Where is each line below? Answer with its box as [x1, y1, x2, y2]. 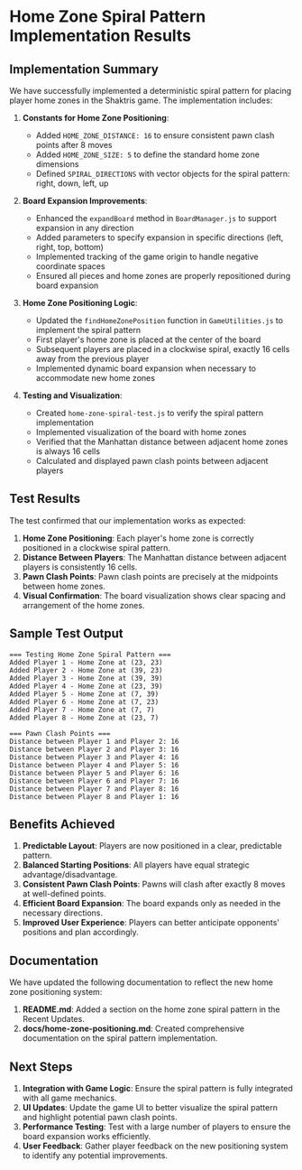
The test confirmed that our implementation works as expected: [9, 515, 246, 525]
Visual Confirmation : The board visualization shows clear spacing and [22, 590, 286, 601]
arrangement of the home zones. [22, 599, 145, 610]
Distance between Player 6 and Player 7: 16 [9, 776, 179, 785]
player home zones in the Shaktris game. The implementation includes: [9, 95, 273, 106]
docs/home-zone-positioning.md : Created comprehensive [22, 1023, 245, 1035]
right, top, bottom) [35, 242, 104, 252]
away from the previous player [35, 354, 150, 364]
